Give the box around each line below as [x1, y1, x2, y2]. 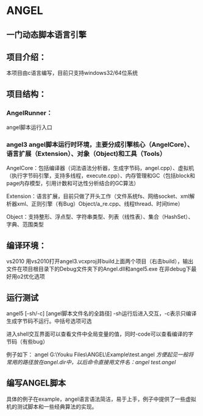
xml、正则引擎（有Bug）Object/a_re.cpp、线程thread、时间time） [16, 200, 183, 208]
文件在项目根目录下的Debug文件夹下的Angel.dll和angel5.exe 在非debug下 [6, 266, 191, 273]
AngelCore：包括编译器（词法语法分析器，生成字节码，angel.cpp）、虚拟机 [6, 164, 194, 172]
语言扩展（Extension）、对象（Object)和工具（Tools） [6, 150, 166, 158]
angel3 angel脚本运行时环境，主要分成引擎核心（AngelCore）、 [6, 141, 194, 149]
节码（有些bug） [6, 338, 49, 345]
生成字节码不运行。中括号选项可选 [6, 317, 92, 325]
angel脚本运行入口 [6, 124, 53, 131]
